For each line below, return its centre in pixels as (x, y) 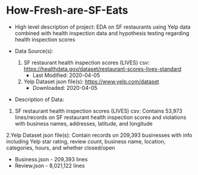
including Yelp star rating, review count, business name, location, (86, 141)
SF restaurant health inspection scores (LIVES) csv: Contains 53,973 (98, 111)
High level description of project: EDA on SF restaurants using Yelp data (103, 27)
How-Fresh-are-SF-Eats (67, 10)
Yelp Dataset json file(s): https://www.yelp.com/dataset (91, 82)
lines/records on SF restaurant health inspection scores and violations (100, 117)
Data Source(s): (34, 51)
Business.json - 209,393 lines (51, 159)
